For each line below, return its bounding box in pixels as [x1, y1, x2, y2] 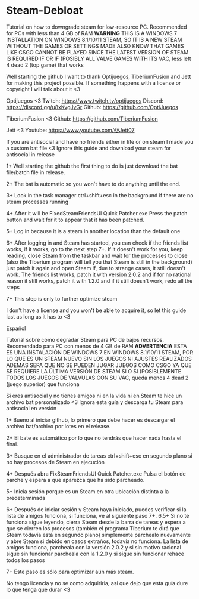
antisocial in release [6, 150, 55, 158]
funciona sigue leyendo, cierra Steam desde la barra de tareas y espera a [6, 518, 186, 526]
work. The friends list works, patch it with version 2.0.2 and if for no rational [6, 271, 192, 278]
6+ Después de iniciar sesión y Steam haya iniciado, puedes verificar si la [6, 505, 187, 513]
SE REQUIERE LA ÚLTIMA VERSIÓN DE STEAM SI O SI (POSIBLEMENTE [6, 368, 182, 375]
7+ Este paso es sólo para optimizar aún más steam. [6, 568, 134, 575]
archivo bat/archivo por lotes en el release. [6, 422, 111, 430]
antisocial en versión [6, 405, 57, 412]
